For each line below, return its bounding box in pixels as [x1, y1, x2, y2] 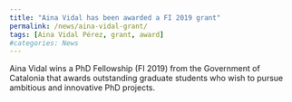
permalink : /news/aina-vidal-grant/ [9, 22, 148, 31]
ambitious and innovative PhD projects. [9, 82, 156, 93]
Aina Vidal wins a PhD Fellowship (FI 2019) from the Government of [9, 63, 260, 74]
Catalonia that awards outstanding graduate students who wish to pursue [9, 73, 284, 84]
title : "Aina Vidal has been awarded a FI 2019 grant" [9, 13, 221, 23]
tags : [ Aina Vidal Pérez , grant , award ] [9, 30, 165, 39]
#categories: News [9, 38, 79, 48]
